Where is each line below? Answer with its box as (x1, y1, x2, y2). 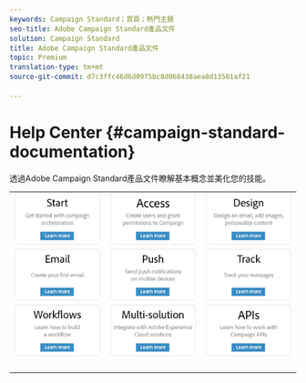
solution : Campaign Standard (9, 34, 120, 43)
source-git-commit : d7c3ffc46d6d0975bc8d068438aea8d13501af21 (9, 73, 250, 82)
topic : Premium (9, 53, 67, 63)
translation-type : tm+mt (9, 63, 104, 72)
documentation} (9, 141, 136, 162)
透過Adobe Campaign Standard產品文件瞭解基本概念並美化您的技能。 (9, 173, 271, 184)
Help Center (9, 122, 103, 143)
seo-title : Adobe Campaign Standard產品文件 (9, 24, 176, 34)
